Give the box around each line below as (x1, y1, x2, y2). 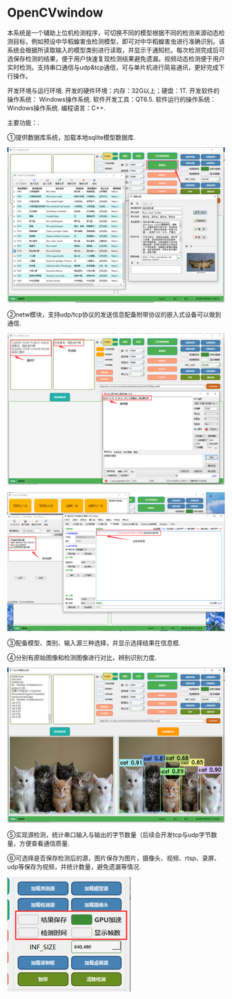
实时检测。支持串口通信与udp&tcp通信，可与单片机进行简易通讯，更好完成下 (7, 63, 225, 71)
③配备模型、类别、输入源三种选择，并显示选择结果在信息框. (7, 638, 181, 647)
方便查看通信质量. (19, 839, 70, 848)
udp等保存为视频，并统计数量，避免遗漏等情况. (7, 862, 142, 870)
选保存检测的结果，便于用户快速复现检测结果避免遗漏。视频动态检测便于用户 (7, 54, 225, 63)
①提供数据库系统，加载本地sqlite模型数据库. (7, 133, 136, 141)
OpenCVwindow (7, 5, 104, 21)
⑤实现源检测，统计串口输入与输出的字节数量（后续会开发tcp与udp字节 (7, 830, 211, 839)
